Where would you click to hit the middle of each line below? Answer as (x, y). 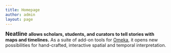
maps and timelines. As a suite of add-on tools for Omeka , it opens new (82, 40)
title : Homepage (23, 10)
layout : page (19, 19)
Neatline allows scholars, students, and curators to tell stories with (80, 34)
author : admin (20, 15)
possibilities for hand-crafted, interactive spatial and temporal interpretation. (86, 45)
